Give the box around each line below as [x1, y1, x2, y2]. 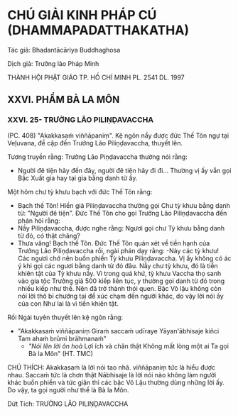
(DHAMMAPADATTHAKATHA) [7, 22, 190, 38]
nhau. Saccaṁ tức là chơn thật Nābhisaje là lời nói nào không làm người [7, 370, 217, 379]
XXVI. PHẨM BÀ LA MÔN [7, 94, 120, 106]
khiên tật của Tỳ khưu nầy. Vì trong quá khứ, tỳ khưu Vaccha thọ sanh [17, 269, 222, 277]
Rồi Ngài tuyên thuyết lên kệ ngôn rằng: [7, 313, 123, 321]
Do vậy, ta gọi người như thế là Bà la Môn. [7, 385, 129, 394]
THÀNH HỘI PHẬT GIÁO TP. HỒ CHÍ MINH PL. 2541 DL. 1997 [7, 73, 185, 82]
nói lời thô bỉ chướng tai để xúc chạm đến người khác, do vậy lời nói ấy [17, 292, 224, 300]
